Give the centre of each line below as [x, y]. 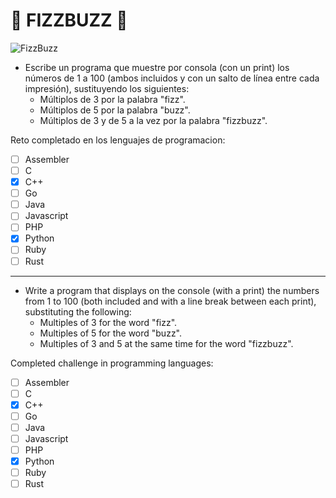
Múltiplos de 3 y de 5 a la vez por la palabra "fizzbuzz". [153, 120]
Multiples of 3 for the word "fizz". [108, 322]
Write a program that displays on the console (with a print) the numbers [172, 290]
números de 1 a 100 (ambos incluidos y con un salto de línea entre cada [172, 78]
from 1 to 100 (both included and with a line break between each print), [170, 301]
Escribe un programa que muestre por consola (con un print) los [157, 67]
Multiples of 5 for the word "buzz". [111, 333]
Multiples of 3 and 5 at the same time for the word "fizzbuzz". [166, 343]
